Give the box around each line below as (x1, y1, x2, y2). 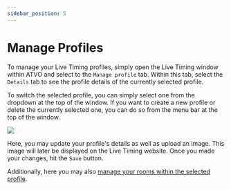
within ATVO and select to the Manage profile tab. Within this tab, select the (7, 70, 223, 78)
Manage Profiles (7, 39, 104, 55)
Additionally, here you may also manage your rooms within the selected (7, 167, 211, 175)
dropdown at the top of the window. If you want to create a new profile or (7, 98, 216, 106)
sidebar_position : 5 (7, 10, 67, 17)
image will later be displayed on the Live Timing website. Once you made (7, 146, 215, 155)
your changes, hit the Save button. (7, 153, 104, 162)
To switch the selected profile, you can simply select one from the (7, 91, 195, 99)
